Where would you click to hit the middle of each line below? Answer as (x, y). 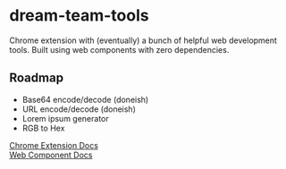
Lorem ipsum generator (65, 118)
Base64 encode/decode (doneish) (85, 99)
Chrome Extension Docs (54, 145)
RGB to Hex (43, 128)
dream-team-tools (79, 16)
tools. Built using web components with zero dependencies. (119, 49)
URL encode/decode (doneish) (79, 109)
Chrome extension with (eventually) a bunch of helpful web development (143, 40)
